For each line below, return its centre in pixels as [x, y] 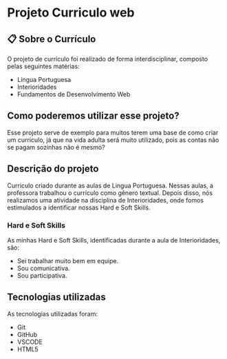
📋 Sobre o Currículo [52, 39]
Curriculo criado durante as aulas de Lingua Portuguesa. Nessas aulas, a [110, 185]
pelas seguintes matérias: [44, 66]
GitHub [27, 334]
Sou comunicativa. [43, 268]
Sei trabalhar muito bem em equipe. [68, 260]
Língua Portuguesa [44, 80]
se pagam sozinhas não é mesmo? [56, 147]
